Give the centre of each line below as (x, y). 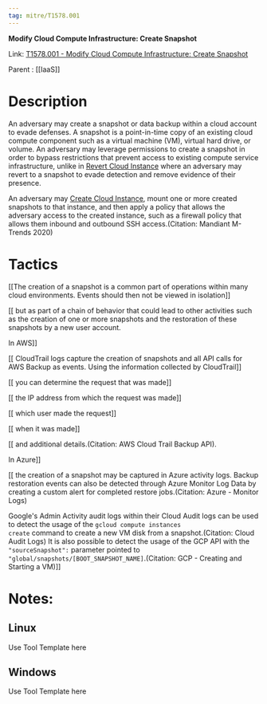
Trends (20, 232)
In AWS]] (23, 343)
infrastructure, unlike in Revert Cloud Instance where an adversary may (125, 166)
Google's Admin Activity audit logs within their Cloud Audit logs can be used (133, 516)
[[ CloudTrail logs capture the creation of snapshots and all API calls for (126, 358)
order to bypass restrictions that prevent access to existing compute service (133, 157)
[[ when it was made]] (44, 428)
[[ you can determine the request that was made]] (90, 382)
